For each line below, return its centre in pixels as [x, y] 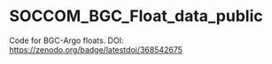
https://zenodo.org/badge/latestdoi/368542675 [96, 49]
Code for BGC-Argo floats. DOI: [66, 40]
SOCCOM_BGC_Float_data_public [136, 16]
